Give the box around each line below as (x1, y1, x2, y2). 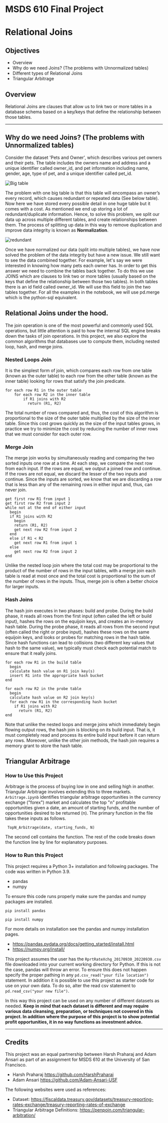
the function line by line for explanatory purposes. (5, 839, 108, 845)
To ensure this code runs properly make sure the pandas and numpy (5, 893, 146, 899)
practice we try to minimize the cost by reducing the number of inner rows (5, 425, 158, 431)
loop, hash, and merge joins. (5, 343, 64, 349)
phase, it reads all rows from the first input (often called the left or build (5, 613, 152, 619)
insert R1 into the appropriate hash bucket (9, 673, 104, 678)
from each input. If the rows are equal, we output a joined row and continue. (5, 466, 161, 472)
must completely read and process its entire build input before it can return (5, 732, 160, 738)
